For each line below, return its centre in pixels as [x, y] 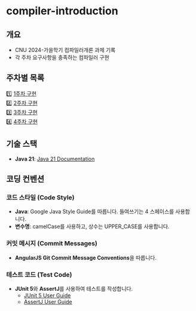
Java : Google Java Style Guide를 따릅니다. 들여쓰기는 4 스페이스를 [94, 212]
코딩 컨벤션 [25, 179]
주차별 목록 [25, 78]
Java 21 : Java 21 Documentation [55, 159]
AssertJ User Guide [48, 301]
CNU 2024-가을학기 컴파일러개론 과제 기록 [65, 50]
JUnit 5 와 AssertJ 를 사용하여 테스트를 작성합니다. [74, 288]
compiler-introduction [62, 11]
